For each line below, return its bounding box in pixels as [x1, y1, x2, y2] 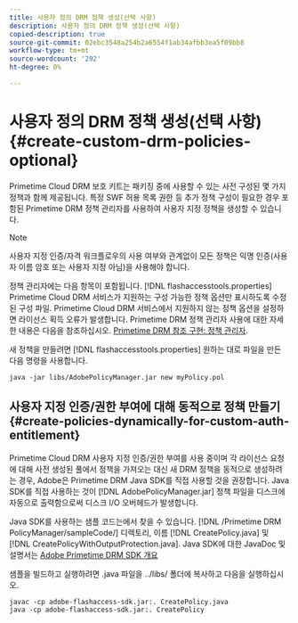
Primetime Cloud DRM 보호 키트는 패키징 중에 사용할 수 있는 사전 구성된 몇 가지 [9, 180, 286, 192]
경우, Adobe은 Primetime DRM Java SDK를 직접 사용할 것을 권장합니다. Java [18, 474, 290, 486]
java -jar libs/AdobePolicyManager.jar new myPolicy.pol [9, 373, 225, 381]
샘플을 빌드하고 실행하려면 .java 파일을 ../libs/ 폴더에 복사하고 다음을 [9, 568, 246, 579]
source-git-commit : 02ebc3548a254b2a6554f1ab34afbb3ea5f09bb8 [9, 37, 245, 47]
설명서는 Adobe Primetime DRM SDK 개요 [9, 549, 158, 560]
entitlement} [9, 428, 81, 443]
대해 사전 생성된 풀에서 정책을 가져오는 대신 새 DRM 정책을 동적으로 [18, 463, 252, 474]
